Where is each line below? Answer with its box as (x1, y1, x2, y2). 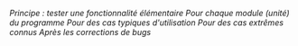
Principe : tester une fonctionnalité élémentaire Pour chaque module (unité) (9, 8, 291, 18)
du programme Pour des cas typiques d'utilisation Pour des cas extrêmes (9, 17, 284, 28)
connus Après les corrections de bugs (9, 27, 152, 37)
